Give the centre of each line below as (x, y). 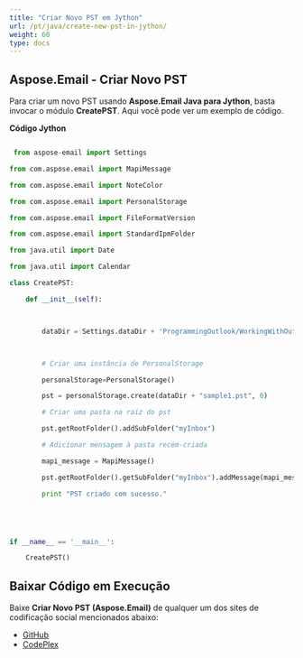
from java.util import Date (62, 250)
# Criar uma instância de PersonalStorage (123, 363)
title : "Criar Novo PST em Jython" (76, 18)
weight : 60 (30, 34)
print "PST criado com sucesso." (105, 494)
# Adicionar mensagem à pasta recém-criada (124, 445)
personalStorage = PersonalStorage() (109, 380)
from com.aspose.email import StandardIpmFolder (102, 234)
